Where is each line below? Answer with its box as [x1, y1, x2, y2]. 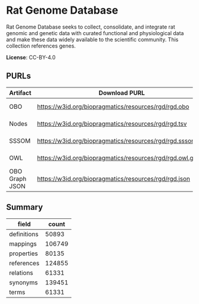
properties [9, 249, 38, 258]
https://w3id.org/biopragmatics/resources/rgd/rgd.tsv [37, 120, 187, 128]
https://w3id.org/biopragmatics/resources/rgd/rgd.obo [37, 102, 190, 111]
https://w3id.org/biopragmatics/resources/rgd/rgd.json [37, 174, 191, 183]
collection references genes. [6, 42, 76, 49]
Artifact [9, 89, 31, 97]
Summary [6, 202, 43, 212]
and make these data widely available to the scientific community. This [6, 36, 179, 43]
